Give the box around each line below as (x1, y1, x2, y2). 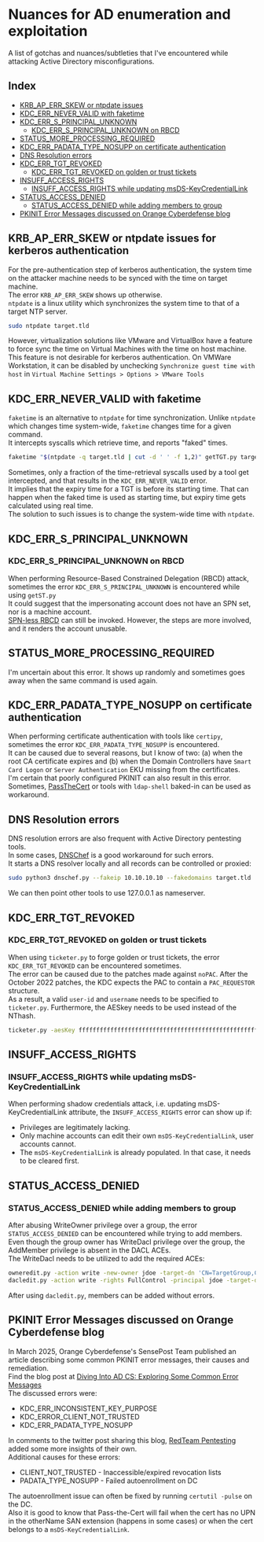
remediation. (8, 1363, 49, 1373)
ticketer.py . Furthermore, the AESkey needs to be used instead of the (8, 1003, 237, 1012)
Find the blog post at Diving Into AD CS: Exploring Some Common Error (8, 1371, 239, 1381)
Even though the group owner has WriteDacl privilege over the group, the (8, 1237, 245, 1247)
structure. (8, 985, 40, 995)
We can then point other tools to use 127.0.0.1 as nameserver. (8, 889, 206, 898)
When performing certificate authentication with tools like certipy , (8, 731, 223, 741)
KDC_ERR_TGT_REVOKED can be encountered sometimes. (8, 961, 182, 970)
